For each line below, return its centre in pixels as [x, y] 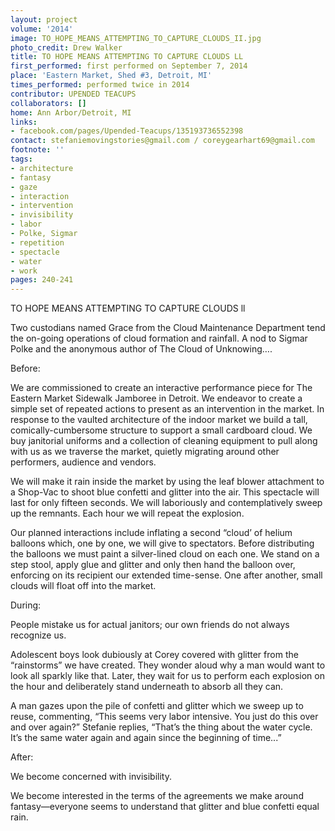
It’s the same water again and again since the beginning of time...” [146, 738]
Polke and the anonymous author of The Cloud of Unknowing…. [141, 349]
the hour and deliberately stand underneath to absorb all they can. [147, 687]
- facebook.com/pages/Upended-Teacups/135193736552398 [127, 131]
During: [26, 605]
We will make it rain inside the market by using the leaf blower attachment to [167, 482]
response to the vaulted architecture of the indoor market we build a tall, [159, 420]
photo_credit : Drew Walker [66, 47]
